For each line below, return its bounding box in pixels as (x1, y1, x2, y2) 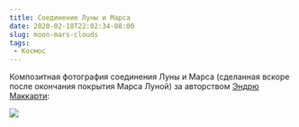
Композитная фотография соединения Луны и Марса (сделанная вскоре (9, 71, 290, 82)
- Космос (13, 47, 47, 56)
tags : (9, 38, 30, 48)
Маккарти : (9, 91, 50, 102)
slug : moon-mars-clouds (9, 30, 99, 39)
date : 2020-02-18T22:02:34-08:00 (9, 22, 135, 31)
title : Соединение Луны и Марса (9, 13, 131, 23)
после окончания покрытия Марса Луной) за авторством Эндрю (9, 81, 259, 92)
